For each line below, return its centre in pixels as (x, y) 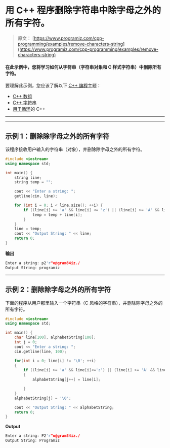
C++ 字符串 (25, 103)
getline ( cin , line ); (36, 196)
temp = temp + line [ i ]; (57, 215)
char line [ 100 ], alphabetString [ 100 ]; (55, 338)
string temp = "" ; (34, 182)
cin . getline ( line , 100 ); (40, 351)
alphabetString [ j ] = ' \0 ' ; (43, 398)
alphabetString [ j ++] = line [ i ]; (66, 380)
